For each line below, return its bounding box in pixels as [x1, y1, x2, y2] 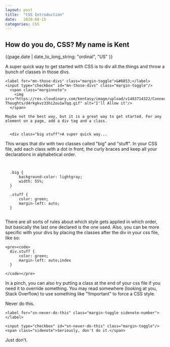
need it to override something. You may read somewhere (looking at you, [5, 285, 157, 291]
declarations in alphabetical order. [5, 151, 76, 157]
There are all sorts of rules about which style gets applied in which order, [5, 219, 158, 225]
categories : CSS [5, 21, 39, 27]
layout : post [5, 7, 33, 13]
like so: [5, 235, 20, 241]
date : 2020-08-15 [5, 17, 47, 22]
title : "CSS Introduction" [5, 12, 65, 17]
